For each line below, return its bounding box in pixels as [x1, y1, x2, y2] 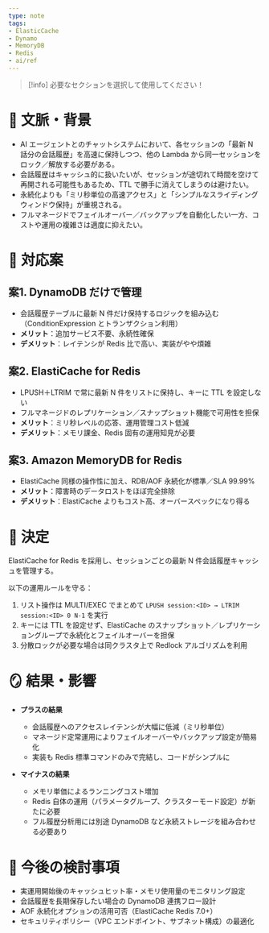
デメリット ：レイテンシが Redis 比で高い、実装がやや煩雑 [19, 338, 211, 348]
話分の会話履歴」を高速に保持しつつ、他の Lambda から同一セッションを [19, 149, 262, 159]
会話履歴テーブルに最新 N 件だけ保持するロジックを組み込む [19, 308, 219, 318]
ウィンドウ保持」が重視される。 [19, 199, 126, 209]
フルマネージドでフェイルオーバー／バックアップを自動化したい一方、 [19, 209, 253, 219]
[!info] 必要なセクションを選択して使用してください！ [27, 80, 205, 89]
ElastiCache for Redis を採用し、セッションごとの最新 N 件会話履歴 [8, 556, 231, 566]
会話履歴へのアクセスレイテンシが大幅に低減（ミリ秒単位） [31, 722, 229, 732]
